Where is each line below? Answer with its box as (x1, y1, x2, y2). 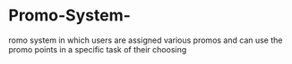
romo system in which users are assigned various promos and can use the (8, 35, 283, 45)
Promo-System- (8, 5, 132, 26)
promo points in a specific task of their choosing (8, 44, 187, 54)
